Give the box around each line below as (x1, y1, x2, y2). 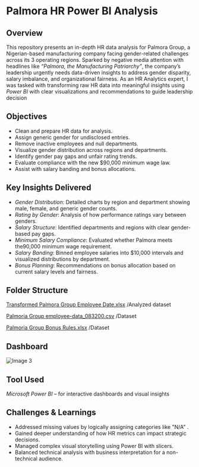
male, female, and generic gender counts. (14, 204, 118, 212)
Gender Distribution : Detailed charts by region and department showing (14, 198, 190, 206)
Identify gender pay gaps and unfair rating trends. (14, 152, 137, 160)
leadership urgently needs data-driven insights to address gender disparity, (6, 69, 191, 76)
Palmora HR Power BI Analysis (6, 4, 159, 18)
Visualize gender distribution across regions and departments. (14, 146, 168, 153)
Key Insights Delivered (6, 183, 91, 193)
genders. (14, 217, 37, 225)
